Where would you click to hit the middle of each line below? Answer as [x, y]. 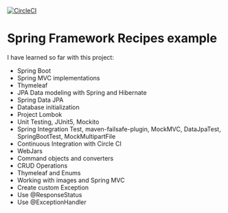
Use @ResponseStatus [49, 194]
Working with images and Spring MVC [71, 180]
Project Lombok [39, 114]
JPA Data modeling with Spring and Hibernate [82, 92]
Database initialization [48, 107]
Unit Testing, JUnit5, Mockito [58, 122]
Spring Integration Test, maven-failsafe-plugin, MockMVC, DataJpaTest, [119, 129]
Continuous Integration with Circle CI [69, 144]
